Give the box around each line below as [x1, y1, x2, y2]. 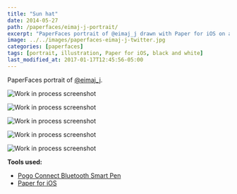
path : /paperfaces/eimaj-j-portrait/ [7, 23, 119, 30]
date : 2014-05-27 [7, 17, 59, 24]
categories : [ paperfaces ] [7, 43, 83, 50]
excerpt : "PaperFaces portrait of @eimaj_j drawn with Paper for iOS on [7, 30, 226, 37]
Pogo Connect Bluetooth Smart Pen [17, 171, 121, 180]
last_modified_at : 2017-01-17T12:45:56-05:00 [7, 56, 143, 63]
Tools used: [7, 157, 42, 166]
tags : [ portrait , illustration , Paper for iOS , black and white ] [7, 50, 203, 57]
